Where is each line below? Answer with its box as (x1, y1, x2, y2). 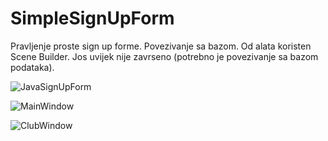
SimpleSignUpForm (10, 7, 175, 30)
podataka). (10, 61, 55, 73)
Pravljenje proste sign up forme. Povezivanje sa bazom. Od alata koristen (10, 40, 312, 52)
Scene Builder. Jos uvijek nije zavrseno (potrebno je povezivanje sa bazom (10, 50, 319, 62)
